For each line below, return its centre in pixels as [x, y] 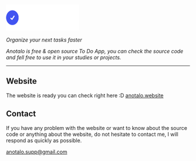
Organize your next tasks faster [44, 40]
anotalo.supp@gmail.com [37, 152]
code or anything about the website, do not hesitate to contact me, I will [92, 134]
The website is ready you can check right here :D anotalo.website [85, 95]
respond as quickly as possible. [44, 140]
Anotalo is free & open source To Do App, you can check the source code [95, 51]
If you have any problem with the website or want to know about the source [97, 128]
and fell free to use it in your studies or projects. [64, 57]
